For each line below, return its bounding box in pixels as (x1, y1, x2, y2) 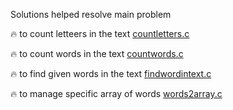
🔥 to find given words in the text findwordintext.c (10, 68, 212, 79)
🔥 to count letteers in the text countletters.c (10, 28, 190, 39)
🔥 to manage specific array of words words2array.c (10, 88, 223, 99)
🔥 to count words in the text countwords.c (10, 48, 184, 59)
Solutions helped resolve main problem (10, 9, 172, 20)
